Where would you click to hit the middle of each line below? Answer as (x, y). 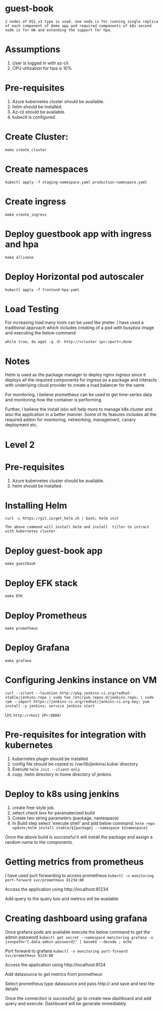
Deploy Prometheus (46, 615)
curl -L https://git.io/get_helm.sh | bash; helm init (62, 519)
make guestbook (20, 564)
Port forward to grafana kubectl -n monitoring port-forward (66, 951)
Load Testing (32, 309)
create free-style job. (33, 808)
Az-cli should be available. (39, 112)
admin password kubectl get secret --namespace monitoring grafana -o (79, 937)
